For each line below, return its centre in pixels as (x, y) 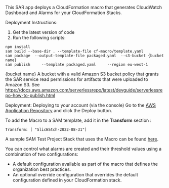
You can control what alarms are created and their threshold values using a (83, 149)
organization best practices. (42, 169)
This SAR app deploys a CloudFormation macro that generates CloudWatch (84, 7)
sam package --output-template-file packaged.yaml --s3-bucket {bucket (85, 56)
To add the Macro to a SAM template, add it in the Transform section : (78, 120)
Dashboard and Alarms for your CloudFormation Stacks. (64, 13)
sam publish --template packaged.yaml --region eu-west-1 (77, 65)
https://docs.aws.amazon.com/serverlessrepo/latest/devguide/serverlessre (84, 90)
